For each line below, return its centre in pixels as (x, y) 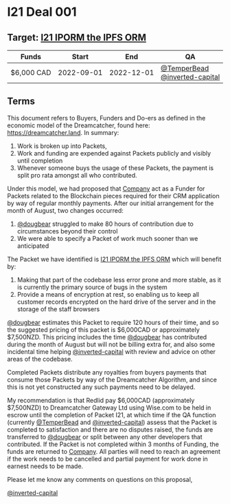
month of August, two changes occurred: (65, 210)
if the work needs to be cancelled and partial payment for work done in (107, 459)
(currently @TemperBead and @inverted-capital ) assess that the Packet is (112, 422)
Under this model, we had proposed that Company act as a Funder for (106, 188)
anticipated (33, 246)
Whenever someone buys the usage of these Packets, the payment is (115, 168)
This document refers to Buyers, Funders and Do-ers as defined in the (106, 118)
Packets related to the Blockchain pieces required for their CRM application (113, 196)
